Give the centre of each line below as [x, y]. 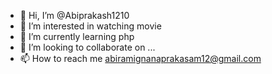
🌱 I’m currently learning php [77, 36]
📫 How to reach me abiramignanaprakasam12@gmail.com [140, 58]
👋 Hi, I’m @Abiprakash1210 [74, 15]
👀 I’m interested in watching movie [90, 26]
